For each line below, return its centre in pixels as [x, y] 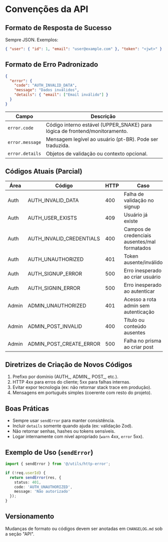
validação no [139, 200]
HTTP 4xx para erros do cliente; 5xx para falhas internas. [71, 382]
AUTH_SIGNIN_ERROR [54, 288]
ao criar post [139, 347]
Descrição [103, 116]
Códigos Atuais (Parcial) [44, 171]
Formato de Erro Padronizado [52, 64]
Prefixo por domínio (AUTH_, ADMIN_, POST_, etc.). [65, 377]
